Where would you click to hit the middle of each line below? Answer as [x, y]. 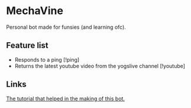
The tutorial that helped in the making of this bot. [66, 99]
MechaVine [35, 11]
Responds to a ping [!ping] [47, 59]
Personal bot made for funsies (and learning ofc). [66, 27]
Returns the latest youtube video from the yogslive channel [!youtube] [100, 66]
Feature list [27, 45]
